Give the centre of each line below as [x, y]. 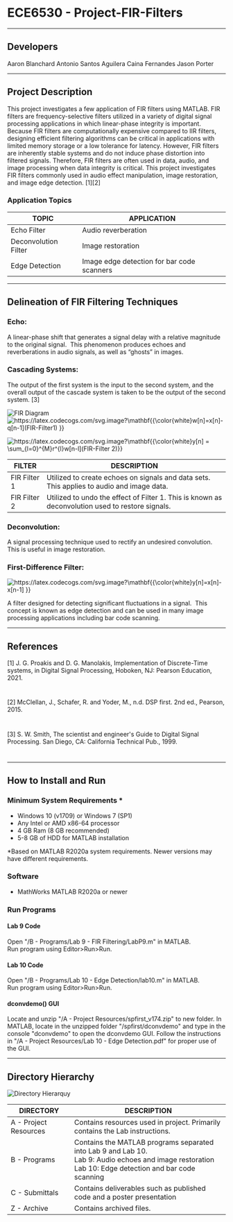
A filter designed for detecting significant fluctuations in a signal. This [107, 603]
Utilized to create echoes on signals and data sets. [128, 477]
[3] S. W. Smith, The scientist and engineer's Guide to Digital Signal [103, 734]
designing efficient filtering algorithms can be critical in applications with [111, 138]
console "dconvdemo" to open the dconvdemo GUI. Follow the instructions [114, 1034]
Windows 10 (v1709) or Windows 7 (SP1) [75, 815]
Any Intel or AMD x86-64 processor [68, 823]
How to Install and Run [57, 781]
